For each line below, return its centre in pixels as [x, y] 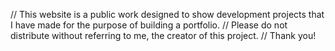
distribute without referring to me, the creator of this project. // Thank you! [163, 35]
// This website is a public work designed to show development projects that [167, 14]
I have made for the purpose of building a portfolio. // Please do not [149, 25]
